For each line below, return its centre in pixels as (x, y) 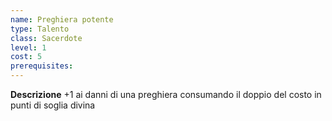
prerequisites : (42, 66)
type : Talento (40, 29)
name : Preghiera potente (62, 19)
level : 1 (28, 47)
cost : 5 (26, 57)
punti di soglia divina (53, 105)
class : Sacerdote (46, 38)
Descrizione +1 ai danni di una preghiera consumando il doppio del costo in (166, 94)
